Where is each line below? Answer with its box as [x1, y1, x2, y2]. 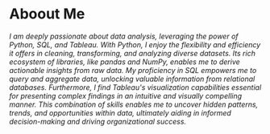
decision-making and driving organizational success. [9, 116, 187, 126]
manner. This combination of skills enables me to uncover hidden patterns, [9, 99, 259, 109]
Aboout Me [9, 5, 85, 23]
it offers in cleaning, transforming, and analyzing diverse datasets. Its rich [9, 48, 256, 58]
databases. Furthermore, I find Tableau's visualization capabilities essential [9, 82, 262, 92]
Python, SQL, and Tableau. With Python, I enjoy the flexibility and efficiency [9, 39, 261, 49]
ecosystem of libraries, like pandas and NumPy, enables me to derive [9, 57, 240, 67]
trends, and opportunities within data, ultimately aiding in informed [9, 108, 232, 117]
